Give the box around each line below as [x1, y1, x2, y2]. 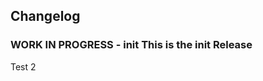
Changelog [10, 8, 81, 25]
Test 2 [10, 60, 37, 73]
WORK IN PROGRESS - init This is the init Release [10, 38, 253, 52]
